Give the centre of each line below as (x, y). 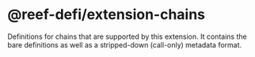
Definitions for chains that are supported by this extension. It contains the (127, 36)
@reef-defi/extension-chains (107, 15)
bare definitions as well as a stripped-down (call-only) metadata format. (125, 44)
